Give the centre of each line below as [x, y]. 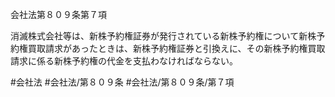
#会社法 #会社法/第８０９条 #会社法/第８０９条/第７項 [122, 82]
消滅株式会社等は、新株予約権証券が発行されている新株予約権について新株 [163, 36]
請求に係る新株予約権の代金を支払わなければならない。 [124, 61]
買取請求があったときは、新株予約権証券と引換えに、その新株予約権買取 [176, 48]
